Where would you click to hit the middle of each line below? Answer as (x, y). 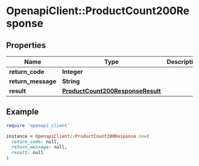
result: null (28, 153)
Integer (73, 72)
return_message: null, (39, 147)
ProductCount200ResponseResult (111, 91)
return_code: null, (36, 142)
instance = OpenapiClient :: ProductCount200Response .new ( (78, 136)
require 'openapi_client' (38, 125)
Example (23, 112)
